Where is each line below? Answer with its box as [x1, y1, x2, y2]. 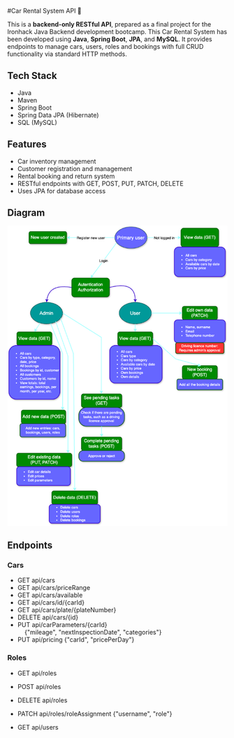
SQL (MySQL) [17, 118, 57, 126]
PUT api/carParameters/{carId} [17, 621, 108, 629]
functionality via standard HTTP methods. [7, 50, 127, 58]
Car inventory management [17, 157, 96, 165]
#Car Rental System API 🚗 [7, 7, 82, 15]
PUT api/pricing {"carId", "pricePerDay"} [17, 635, 135, 644]
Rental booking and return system [17, 172, 115, 180]
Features [7, 138, 47, 150]
